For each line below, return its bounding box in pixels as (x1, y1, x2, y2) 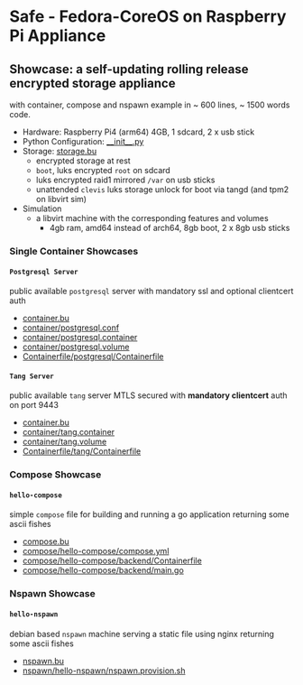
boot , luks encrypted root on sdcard (35, 165, 171, 175)
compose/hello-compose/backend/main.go (22, 565, 185, 576)
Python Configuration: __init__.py (22, 136, 144, 146)
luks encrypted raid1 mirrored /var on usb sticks (35, 174, 216, 185)
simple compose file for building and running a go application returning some (9, 509, 290, 520)
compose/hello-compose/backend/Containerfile (22, 555, 203, 566)
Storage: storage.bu (22, 146, 97, 156)
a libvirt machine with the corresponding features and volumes (35, 213, 269, 223)
